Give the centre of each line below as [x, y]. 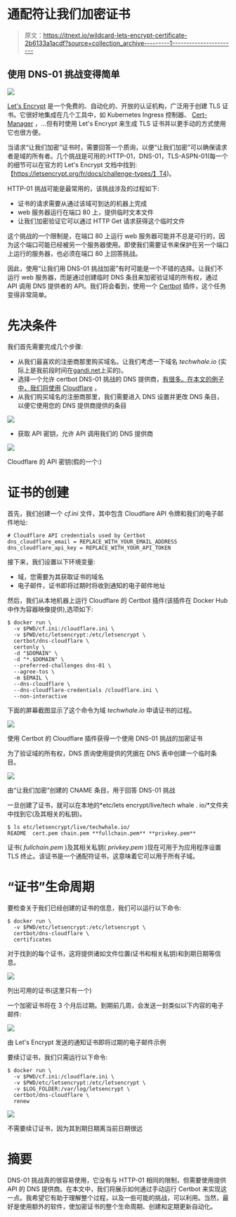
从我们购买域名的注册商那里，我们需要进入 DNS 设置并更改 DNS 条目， [120, 396]
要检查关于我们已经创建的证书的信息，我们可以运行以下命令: [94, 908]
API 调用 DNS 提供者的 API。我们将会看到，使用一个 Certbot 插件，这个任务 [117, 286]
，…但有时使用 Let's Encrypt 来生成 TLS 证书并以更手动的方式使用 [130, 123]
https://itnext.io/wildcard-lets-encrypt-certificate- [115, 35]
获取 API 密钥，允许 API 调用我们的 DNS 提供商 [85, 434]
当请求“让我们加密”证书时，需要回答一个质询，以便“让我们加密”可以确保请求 [117, 147]
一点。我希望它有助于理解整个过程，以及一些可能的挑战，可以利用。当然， [115, 1197]
